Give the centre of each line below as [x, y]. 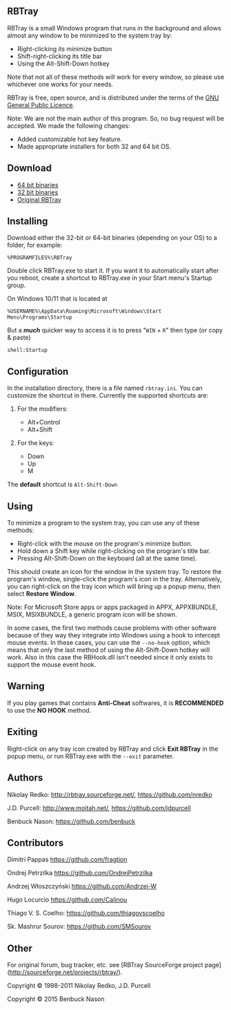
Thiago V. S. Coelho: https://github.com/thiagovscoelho [86, 913]
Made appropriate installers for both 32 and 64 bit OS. [94, 146]
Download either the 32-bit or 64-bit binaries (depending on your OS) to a [112, 238]
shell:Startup [28, 350]
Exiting [22, 732]
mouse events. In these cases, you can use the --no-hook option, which [109, 643]
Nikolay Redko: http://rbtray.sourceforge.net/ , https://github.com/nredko [110, 794]
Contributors [36, 843]
